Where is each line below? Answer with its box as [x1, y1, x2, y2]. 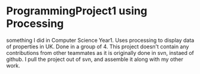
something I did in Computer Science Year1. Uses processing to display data [6, 36, 195, 44]
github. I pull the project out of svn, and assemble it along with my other [6, 55, 184, 63]
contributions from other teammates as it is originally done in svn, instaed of [6, 49, 195, 56]
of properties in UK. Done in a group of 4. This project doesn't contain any [6, 43, 189, 50]
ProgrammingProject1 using [6, 4, 148, 18]
